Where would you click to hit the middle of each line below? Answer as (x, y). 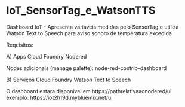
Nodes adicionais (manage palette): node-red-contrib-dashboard (87, 68)
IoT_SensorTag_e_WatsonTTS (81, 10)
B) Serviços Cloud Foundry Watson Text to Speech (69, 80)
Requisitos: (20, 45)
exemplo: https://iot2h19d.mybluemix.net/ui (59, 97)
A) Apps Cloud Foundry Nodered (47, 56)
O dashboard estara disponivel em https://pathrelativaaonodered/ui (89, 91)
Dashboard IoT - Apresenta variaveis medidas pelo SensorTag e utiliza (92, 27)
